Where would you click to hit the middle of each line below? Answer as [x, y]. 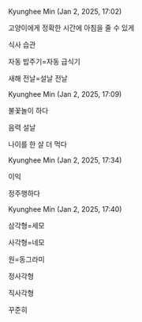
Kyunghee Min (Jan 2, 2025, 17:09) [65, 94]
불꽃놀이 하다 [28, 111]
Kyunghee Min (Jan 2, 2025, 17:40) [65, 209]
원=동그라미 [26, 259]
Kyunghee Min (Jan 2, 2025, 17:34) [65, 160]
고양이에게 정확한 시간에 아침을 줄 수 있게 [71, 28]
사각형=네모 [26, 242]
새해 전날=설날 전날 [38, 78]
